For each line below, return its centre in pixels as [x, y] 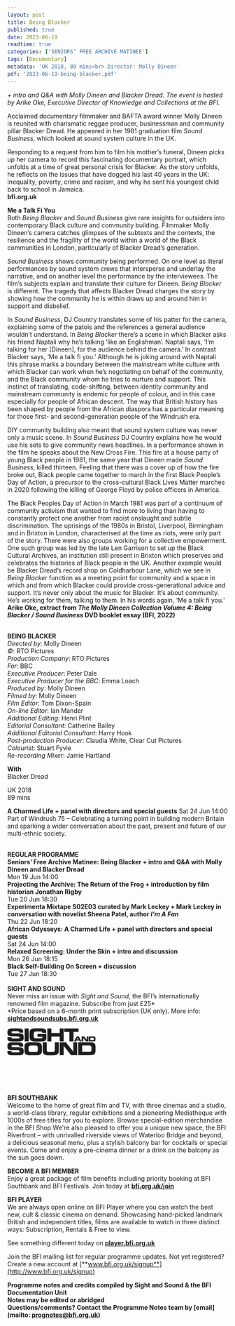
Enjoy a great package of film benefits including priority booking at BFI [109, 1178]
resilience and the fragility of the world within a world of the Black [102, 240]
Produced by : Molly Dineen [47, 688]
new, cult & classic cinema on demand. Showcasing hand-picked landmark [115, 1214]
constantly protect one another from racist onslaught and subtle [99, 518]
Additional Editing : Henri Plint [50, 718]
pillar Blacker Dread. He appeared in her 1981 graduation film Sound [105, 130]
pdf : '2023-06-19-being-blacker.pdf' [62, 74]
